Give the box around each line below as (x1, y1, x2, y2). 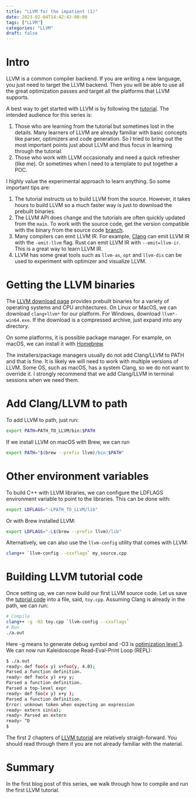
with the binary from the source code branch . (14, 226, 125, 234)
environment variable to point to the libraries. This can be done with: (6, 495, 171, 502)
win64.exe (6, 317, 30, 323)
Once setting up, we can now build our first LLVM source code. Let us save (6, 590, 187, 597)
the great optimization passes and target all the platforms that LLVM (6, 87, 170, 94)
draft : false (6, 31, 38, 36)
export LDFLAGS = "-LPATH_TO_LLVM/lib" (6, 506, 98, 512)
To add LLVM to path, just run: (6, 416, 79, 423)
